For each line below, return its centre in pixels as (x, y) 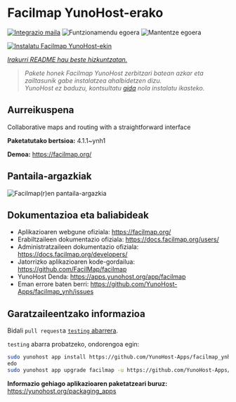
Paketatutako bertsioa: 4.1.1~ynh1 (57, 140)
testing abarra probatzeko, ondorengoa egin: (73, 344)
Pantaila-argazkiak (50, 176)
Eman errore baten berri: (53, 284)
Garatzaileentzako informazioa (76, 314)
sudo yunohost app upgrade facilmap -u (66, 370)
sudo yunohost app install (47, 357)
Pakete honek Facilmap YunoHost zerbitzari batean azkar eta (114, 73)
